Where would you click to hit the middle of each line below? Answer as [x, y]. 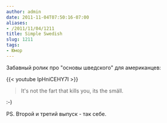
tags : [13, 45]
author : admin [24, 12]
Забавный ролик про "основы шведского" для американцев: [83, 67]
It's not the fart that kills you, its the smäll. [72, 91]
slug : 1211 [20, 39]
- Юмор [14, 51]
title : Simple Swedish [34, 34]
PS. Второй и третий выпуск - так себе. [56, 113]
